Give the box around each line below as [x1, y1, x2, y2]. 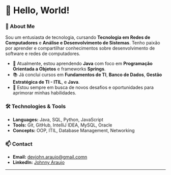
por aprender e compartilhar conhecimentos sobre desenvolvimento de [5, 45, 155, 52]
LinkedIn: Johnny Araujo [12, 159, 65, 165]
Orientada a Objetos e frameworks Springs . [12, 66, 106, 72]
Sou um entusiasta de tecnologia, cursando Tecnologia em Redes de [5, 34, 151, 40]
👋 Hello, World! [5, 5, 70, 16]
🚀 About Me [5, 23, 35, 30]
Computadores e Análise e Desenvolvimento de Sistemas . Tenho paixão [5, 40, 160, 46]
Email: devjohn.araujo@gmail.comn [12, 154, 88, 160]
